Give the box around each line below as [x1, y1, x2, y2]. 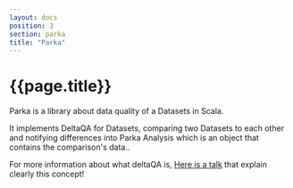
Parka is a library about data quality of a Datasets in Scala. [9, 106, 224, 117]
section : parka [9, 29, 66, 38]
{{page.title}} [9, 77, 112, 96]
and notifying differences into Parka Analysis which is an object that [9, 133, 259, 143]
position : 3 [9, 21, 54, 30]
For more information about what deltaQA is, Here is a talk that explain [9, 159, 268, 170]
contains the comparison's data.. [9, 142, 130, 152]
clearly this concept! [9, 168, 85, 179]
